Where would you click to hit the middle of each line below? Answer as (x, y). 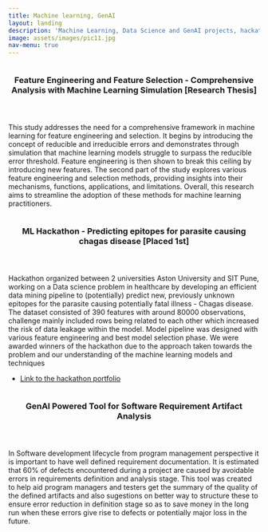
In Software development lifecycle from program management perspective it (134, 453)
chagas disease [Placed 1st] (134, 241)
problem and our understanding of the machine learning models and (120, 354)
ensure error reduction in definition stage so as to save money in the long (129, 504)
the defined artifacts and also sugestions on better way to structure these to (133, 495)
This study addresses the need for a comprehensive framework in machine (132, 128)
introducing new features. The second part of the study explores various (128, 170)
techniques (27, 363)
